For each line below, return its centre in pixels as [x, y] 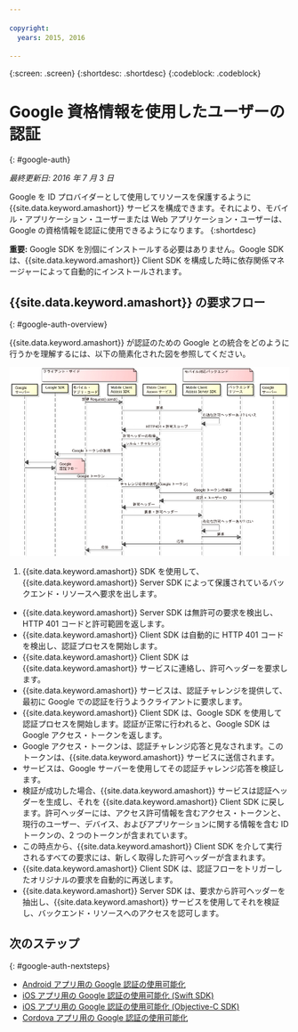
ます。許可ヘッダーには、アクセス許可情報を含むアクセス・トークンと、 [154, 813]
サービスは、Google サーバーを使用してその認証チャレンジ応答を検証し [153, 768]
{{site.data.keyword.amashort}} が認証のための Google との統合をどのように [149, 342]
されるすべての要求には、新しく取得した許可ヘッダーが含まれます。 [146, 857]
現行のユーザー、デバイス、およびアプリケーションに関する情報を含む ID [155, 824]
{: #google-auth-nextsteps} [60, 965]
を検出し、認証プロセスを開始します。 [92, 646]
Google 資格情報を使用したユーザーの [147, 112]
